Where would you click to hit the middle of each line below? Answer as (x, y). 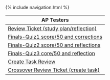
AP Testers (55, 20)
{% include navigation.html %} (38, 7)
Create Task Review (32, 62)
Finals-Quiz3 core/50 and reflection (52, 53)
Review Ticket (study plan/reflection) (52, 29)
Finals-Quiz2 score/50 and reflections (54, 45)
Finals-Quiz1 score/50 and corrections (55, 37)
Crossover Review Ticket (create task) (54, 70)
